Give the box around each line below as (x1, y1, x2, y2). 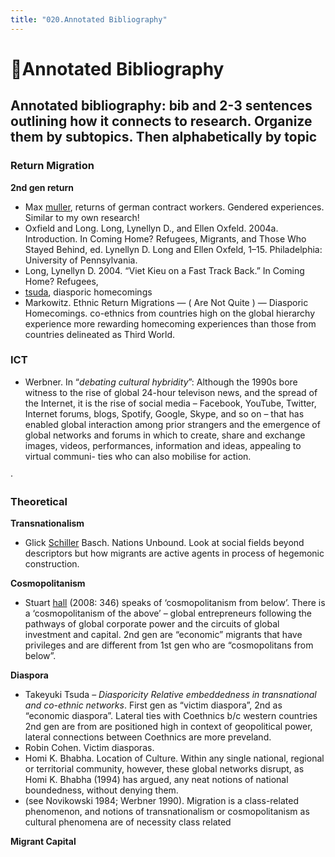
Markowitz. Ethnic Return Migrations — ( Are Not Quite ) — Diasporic (24, 296, 309, 308)
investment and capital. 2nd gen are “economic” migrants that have (24, 629, 303, 641)
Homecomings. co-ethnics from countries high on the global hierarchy (24, 307, 315, 319)
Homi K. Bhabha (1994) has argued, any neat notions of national (24, 774, 289, 786)
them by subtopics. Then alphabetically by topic (10, 129, 318, 146)
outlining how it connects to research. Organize (10, 113, 313, 130)
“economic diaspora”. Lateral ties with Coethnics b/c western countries (24, 710, 318, 722)
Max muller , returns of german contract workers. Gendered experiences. (24, 201, 325, 213)
